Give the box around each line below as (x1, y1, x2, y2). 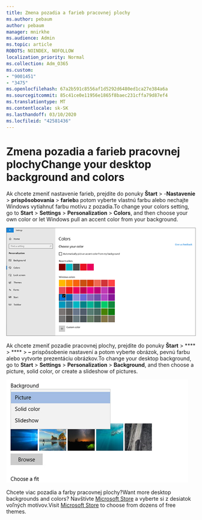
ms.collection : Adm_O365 (6, 60, 69, 66)
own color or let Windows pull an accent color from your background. (6, 216, 179, 223)
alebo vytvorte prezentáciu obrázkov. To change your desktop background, (6, 355, 192, 362)
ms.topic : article (6, 42, 52, 48)
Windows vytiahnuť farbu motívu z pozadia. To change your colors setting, (6, 203, 189, 211)
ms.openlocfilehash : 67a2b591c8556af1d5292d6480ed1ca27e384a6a (6, 86, 168, 92)
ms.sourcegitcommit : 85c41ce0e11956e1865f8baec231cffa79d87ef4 (6, 92, 168, 99)
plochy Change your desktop (6, 157, 151, 171)
